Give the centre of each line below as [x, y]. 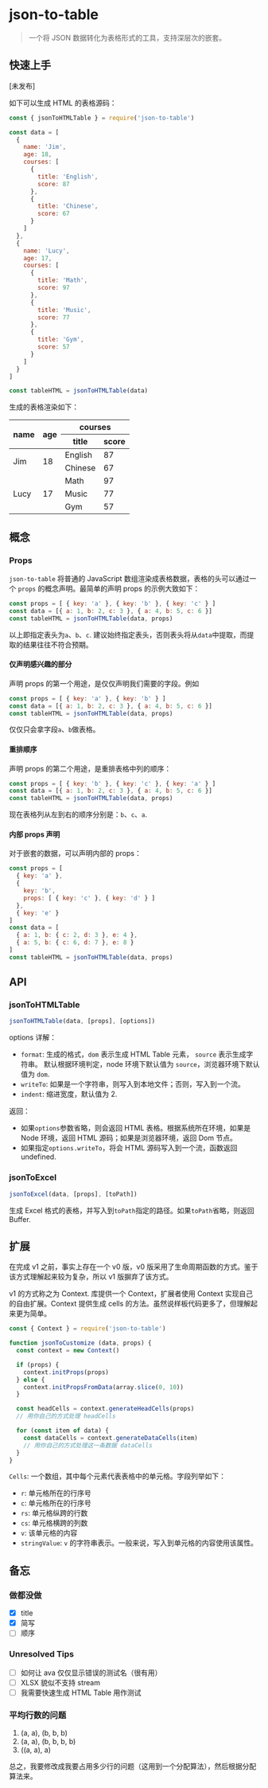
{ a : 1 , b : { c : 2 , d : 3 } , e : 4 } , [77, 935]
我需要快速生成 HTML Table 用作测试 [81, 1692]
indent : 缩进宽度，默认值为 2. [69, 1094]
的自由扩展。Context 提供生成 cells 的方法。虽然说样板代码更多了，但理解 [130, 1304]
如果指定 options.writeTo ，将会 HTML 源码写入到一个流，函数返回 [129, 1148]
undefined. [38, 1157]
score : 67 [54, 214]
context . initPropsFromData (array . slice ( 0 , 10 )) [103, 1387]
